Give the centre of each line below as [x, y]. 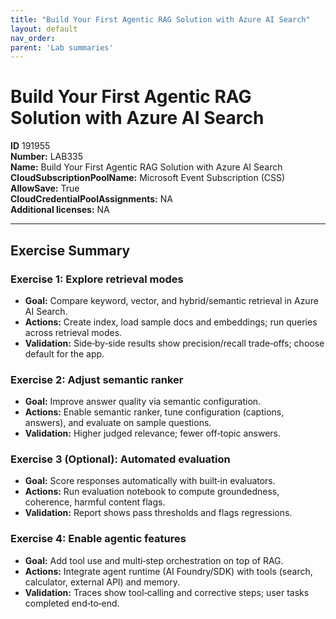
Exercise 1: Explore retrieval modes [97, 279]
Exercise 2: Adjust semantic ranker [97, 379]
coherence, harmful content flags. [95, 502]
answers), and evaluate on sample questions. [118, 423]
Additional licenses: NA [60, 210]
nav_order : [33, 38]
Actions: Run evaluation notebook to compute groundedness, [152, 492]
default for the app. [64, 353]
